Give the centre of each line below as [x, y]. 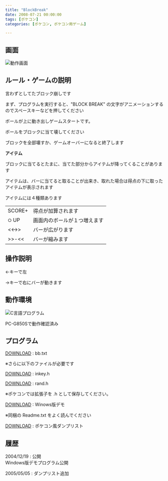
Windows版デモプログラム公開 [37, 463]
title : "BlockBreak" [27, 10]
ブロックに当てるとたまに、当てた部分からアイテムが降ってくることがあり [82, 164]
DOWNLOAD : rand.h [27, 383]
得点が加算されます [56, 211]
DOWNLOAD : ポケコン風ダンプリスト [45, 426]
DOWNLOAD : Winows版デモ [35, 405]
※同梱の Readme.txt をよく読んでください [48, 415]
